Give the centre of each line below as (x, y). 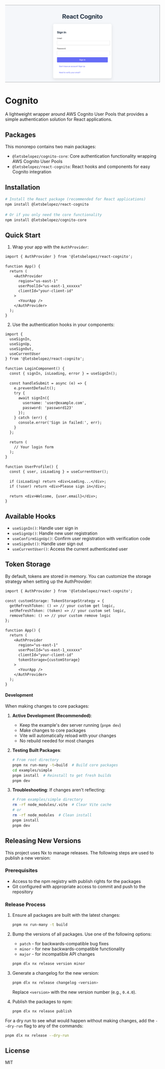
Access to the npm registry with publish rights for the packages (77, 881)
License (17, 1051)
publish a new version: (28, 858)
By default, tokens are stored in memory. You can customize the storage (78, 576)
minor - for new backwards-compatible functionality (72, 949)
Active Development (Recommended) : (52, 716)
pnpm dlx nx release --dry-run (37, 1035)
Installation (23, 187)
